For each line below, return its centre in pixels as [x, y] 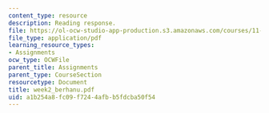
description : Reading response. [62, 23]
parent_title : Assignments [53, 68]
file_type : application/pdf [55, 38]
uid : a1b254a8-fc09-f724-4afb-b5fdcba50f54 [82, 97]
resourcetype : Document [48, 82]
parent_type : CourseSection [55, 75]
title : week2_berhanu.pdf [51, 90]
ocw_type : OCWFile [39, 60]
